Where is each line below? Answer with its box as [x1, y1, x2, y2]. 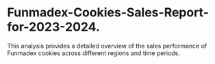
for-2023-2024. [7, 19, 101, 35]
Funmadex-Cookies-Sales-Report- [7, 5, 210, 20]
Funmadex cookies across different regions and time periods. [7, 49, 180, 57]
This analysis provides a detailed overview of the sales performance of [7, 42, 207, 50]
